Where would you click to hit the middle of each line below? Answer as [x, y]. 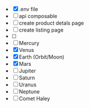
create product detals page [51, 23]
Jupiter [27, 71]
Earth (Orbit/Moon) [42, 57]
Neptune [29, 92]
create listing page [41, 30]
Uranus [28, 85]
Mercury [29, 43]
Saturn [27, 78]
